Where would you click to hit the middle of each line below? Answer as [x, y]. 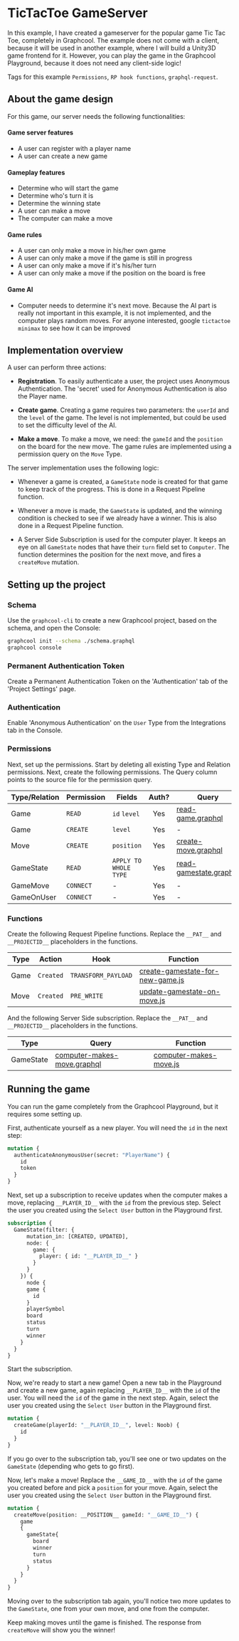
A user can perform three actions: [57, 367]
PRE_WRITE [87, 996]
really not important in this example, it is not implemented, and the [115, 313]
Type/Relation [35, 797]
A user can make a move [54, 211]
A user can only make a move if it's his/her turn [87, 265]
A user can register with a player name [74, 148]
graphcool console [34, 648]
